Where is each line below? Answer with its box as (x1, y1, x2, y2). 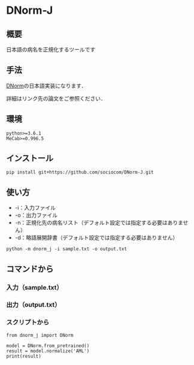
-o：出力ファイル (14, 212, 58, 219)
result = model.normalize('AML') (6, 348, 90, 354)
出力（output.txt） (6, 300, 61, 309)
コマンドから (6, 264, 54, 274)
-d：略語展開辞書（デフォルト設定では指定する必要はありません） (14, 234, 178, 241)
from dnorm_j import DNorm (6, 332, 74, 338)
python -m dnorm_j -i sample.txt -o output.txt (6, 246, 128, 252)
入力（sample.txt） (6, 283, 63, 291)
